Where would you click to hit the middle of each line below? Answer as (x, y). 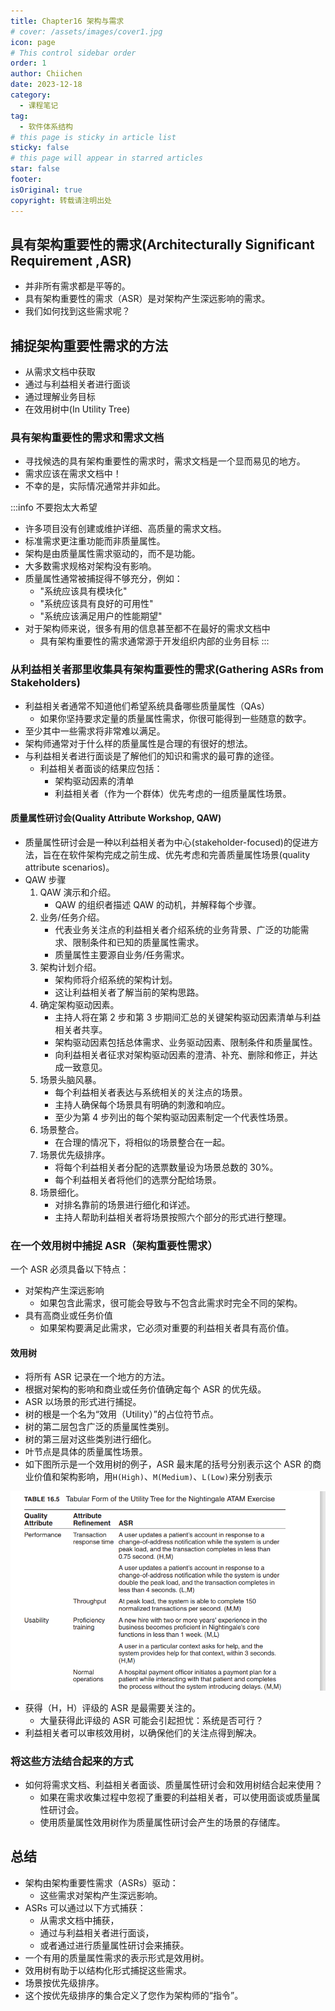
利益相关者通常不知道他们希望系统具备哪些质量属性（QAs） (147, 706)
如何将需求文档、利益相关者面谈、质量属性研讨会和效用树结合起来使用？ (173, 1784)
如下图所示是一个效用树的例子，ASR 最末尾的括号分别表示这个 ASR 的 (168, 1464)
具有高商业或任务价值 (68, 1316)
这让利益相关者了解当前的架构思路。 (129, 992)
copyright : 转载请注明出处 (61, 200)
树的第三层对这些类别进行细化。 (90, 1439)
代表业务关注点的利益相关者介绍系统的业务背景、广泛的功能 (177, 929)
